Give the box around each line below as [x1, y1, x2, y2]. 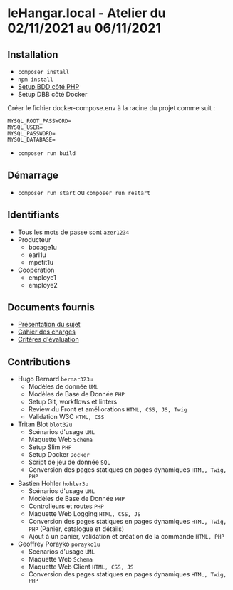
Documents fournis [7, 301, 95, 314]
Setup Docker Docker [28, 451, 90, 459]
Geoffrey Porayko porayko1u [17, 539, 100, 549]
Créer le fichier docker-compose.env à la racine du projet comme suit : [7, 104, 216, 112]
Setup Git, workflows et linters [28, 397, 118, 406]
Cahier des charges [17, 327, 76, 336]
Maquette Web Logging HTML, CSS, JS [28, 510, 141, 518]
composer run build [17, 150, 76, 157]
